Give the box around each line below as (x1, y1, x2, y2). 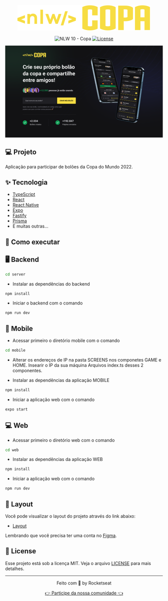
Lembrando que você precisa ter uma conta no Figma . (5, 532, 117, 538)
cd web (5, 447, 19, 452)
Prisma (12, 218, 27, 224)
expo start (5, 406, 28, 412)
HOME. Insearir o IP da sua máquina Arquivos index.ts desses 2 (12, 362, 144, 368)
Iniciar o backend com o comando (12, 300, 83, 306)
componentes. (12, 367, 42, 373)
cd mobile (5, 348, 26, 353)
